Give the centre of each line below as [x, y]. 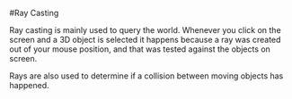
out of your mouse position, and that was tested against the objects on [140, 49]
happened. [29, 85]
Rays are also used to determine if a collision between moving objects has [146, 76]
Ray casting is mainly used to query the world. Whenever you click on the [145, 30]
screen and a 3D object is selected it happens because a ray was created [145, 40]
